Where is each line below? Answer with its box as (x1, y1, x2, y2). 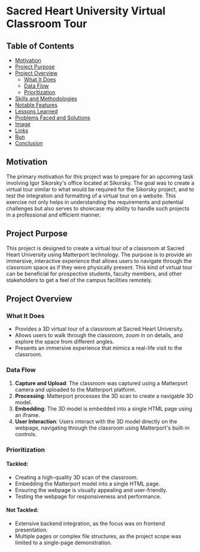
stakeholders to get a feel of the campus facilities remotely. (6, 276, 153, 283)
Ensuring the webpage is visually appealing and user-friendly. (14, 486, 168, 493)
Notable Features (14, 101, 58, 109)
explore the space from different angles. (14, 338, 114, 346)
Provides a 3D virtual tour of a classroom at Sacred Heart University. (14, 325, 184, 332)
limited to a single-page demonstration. (14, 539, 113, 546)
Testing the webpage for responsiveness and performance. (14, 493, 162, 500)
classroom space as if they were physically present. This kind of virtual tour (6, 263, 193, 271)
